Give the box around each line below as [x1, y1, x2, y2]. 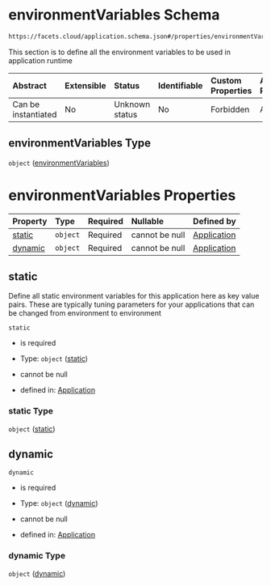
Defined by [193, 215, 236, 227]
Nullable [131, 215, 164, 227]
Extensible [64, 79, 106, 91]
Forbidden [211, 104, 250, 115]
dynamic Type [8, 550, 66, 562]
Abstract [12, 79, 47, 91]
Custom [211, 74, 242, 86]
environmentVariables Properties [8, 186, 236, 204]
